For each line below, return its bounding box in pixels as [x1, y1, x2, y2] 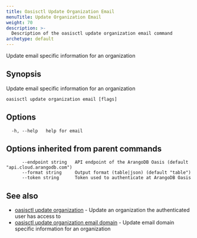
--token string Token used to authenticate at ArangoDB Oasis [21, 175, 192, 181]
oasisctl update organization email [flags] [6, 96, 117, 102]
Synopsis [6, 69, 41, 80]
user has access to [14, 213, 61, 220]
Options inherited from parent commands [6, 144, 162, 154]
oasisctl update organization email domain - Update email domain [14, 219, 175, 226]
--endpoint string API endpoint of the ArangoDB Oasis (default [21, 160, 189, 166]
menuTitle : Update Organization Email [6, 14, 101, 20]
